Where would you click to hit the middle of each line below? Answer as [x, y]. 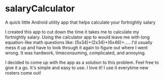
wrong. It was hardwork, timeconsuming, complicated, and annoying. [76, 53]
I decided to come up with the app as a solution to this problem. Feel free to [82, 62]
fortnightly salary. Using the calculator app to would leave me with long [77, 37]
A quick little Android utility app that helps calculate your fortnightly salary [80, 22]
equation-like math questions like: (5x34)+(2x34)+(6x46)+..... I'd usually [79, 42]
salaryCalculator [40, 9]
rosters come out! [23, 73]
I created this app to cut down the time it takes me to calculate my [72, 32]
